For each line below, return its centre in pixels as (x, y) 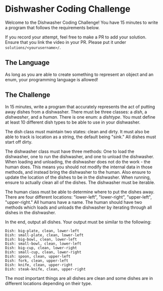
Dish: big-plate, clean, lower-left (42, 231)
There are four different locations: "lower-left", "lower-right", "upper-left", (78, 197)
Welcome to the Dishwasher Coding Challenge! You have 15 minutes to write (81, 22)
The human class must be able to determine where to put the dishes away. (80, 192)
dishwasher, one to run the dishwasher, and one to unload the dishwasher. (80, 156)
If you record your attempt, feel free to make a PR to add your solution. (76, 37)
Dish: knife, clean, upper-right (39, 265)
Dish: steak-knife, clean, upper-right (45, 269)
